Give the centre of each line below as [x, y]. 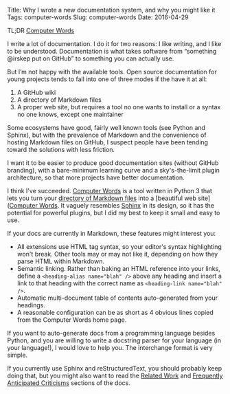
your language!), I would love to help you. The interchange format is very [110, 348]
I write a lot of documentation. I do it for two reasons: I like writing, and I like [114, 44]
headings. [31, 305]
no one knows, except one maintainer [70, 114]
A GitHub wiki [36, 92]
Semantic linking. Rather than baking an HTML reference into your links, [119, 269]
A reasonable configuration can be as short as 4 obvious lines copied [115, 313]
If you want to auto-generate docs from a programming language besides [111, 333]
